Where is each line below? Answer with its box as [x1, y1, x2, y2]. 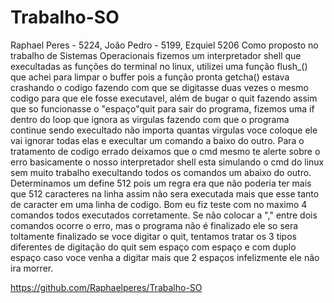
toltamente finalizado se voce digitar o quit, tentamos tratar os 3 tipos [10, 230, 297, 242]
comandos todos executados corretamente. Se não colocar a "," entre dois [10, 209, 318, 221]
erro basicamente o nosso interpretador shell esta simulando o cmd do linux [10, 156, 325, 168]
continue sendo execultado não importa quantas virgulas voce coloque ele [10, 124, 318, 136]
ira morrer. [10, 262, 54, 274]
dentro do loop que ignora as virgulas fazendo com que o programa [10, 113, 290, 125]
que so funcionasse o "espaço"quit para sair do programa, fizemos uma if [10, 102, 315, 115]
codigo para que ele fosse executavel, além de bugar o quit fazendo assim [10, 92, 318, 104]
